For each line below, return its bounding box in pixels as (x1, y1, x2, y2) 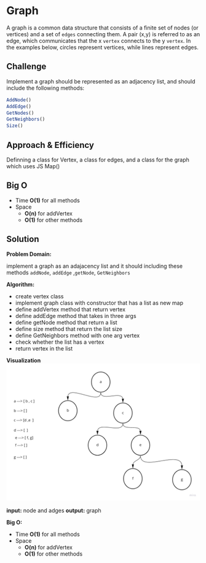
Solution (6, 234, 39, 244)
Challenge (6, 61, 47, 72)
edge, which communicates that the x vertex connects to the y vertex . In (6, 37, 191, 44)
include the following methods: (6, 84, 85, 91)
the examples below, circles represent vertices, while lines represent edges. (6, 44, 199, 51)
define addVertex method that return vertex (15, 305, 126, 313)
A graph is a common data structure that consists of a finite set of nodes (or (6, 24, 199, 31)
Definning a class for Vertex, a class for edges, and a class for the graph (6, 156, 189, 163)
